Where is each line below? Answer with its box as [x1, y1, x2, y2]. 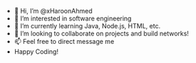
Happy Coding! [14, 47, 59, 56]
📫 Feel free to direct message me [14, 38, 115, 45]
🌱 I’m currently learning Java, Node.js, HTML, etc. [14, 22, 161, 30]
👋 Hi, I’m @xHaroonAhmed [14, 7, 93, 15]
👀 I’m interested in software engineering [14, 14, 132, 23]
